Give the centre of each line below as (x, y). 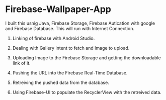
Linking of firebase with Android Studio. (54, 38)
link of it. (21, 63)
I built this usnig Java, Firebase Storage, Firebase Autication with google (80, 23)
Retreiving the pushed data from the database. (61, 82)
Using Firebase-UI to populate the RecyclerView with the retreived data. (87, 92)
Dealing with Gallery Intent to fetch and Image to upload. (71, 48)
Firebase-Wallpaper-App (58, 9)
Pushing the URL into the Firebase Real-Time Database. (70, 73)
